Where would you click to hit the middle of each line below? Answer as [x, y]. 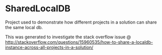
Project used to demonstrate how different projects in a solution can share [81, 22]
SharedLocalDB [38, 9]
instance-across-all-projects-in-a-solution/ [49, 47]
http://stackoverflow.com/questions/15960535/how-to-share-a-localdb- [79, 42]
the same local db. [24, 27]
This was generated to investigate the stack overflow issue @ [68, 37]
